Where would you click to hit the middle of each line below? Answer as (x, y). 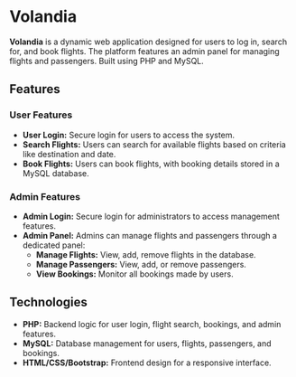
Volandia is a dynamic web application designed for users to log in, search (148, 42)
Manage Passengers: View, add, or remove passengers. (141, 264)
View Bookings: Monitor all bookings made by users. (134, 274)
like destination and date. (69, 154)
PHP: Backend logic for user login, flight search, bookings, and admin (152, 324)
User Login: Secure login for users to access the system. (129, 135)
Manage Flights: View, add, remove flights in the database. (146, 254)
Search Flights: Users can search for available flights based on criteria (154, 144)
